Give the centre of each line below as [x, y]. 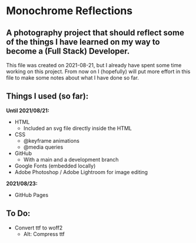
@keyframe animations [51, 140]
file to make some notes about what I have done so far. [73, 78]
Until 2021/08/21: [28, 110]
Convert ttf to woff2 [39, 228]
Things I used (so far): [47, 96]
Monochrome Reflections [69, 11]
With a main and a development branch [71, 159]
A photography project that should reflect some [95, 33]
